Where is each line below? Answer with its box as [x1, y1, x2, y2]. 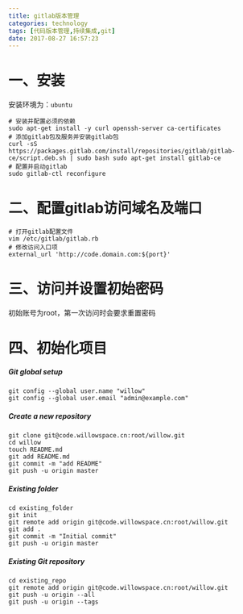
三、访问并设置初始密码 [8, 280, 164, 299]
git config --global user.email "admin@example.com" [8, 395, 189, 403]
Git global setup [8, 366, 63, 376]
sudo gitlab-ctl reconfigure [8, 170, 106, 178]
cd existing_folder [8, 504, 74, 512]
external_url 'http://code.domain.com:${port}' [8, 251, 171, 259]
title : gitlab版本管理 [8, 11, 80, 20]
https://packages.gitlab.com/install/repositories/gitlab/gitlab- [8, 147, 236, 156]
